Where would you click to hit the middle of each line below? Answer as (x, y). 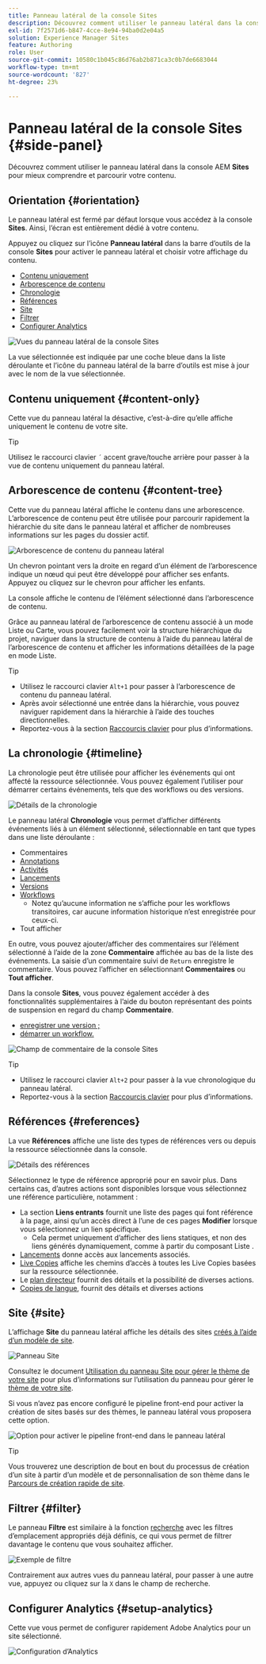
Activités (34, 869)
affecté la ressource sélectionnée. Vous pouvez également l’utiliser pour (126, 781)
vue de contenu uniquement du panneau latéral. (86, 466)
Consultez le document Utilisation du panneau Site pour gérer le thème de (129, 1371)
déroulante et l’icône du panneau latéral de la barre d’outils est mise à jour (129, 365)
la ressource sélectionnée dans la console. (78, 1149)
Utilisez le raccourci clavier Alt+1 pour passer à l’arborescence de (127, 686)
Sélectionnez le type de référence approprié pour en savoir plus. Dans (123, 1180)
